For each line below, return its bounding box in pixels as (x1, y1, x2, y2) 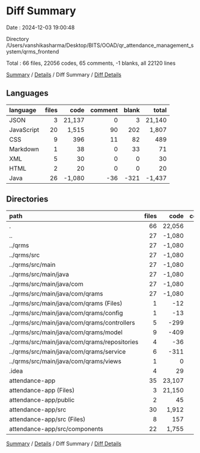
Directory (6, 35, 29, 42)
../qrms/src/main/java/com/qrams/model (9, 328, 123, 336)
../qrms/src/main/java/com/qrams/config (9, 309, 123, 317)
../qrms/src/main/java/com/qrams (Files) (9, 299, 123, 307)
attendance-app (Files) (9, 386, 75, 394)
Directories (6, 194, 49, 205)
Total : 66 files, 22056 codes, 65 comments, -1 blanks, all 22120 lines (6, 59, 176, 67)
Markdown (9, 144, 39, 153)
